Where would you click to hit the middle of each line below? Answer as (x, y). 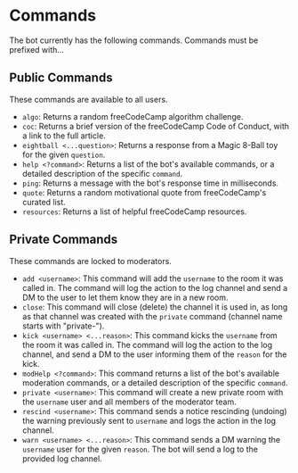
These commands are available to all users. (89, 99)
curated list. (44, 202)
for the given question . (64, 154)
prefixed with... (37, 49)
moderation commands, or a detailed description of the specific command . (155, 382)
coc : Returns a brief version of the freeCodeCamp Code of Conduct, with (156, 126)
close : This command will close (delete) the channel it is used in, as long (155, 307)
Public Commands (61, 78)
